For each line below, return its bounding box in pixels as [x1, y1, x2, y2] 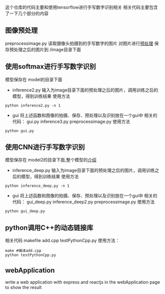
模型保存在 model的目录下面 [5, 76, 63, 83]
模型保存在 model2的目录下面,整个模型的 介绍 [5, 157, 97, 163]
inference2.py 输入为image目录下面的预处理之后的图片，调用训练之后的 [12, 87, 158, 93]
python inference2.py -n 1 [5, 103, 61, 108]
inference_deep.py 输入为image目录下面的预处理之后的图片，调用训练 [12, 168, 155, 173]
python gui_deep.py [5, 209, 45, 214]
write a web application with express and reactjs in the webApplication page [5, 279, 161, 285]
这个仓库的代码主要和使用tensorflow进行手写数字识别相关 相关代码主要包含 [5, 4, 158, 10]
